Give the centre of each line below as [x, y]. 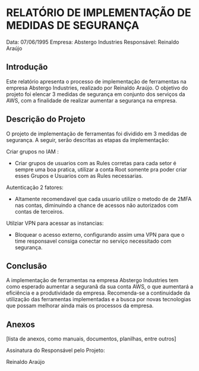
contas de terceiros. [39, 211]
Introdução [27, 67]
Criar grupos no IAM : [33, 152]
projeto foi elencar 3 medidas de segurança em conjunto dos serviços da [96, 94]
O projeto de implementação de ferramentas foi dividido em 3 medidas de [97, 134]
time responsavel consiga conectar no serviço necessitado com [93, 241]
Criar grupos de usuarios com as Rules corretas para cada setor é [95, 163]
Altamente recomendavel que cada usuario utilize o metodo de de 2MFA [103, 199]
